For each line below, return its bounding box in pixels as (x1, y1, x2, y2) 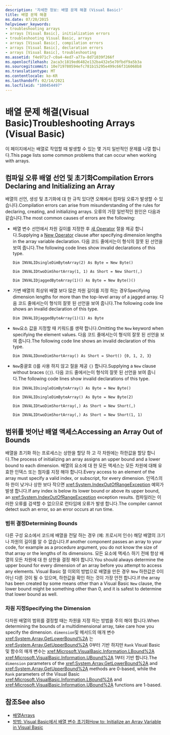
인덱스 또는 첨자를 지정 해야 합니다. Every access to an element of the (14, 469, 155, 475)
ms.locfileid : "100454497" (5, 83, 62, 88)
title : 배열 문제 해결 (5, 12, 47, 17)
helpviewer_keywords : (5, 21, 51, 27)
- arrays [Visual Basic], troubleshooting (5, 50, 96, 55)
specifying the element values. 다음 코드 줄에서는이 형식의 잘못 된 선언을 (12, 332, 159, 338)
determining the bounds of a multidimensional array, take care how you (5, 623, 154, 629)
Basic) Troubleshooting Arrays (5, 117, 135, 129)
